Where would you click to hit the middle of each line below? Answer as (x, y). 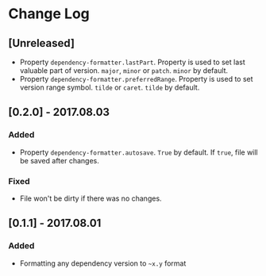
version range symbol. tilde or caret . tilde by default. (110, 87)
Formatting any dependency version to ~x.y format (103, 263)
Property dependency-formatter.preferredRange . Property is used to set (136, 79)
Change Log (49, 14)
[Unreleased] (42, 43)
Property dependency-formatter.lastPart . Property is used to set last (133, 62)
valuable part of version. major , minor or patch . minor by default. (124, 71)
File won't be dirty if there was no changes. (91, 198)
